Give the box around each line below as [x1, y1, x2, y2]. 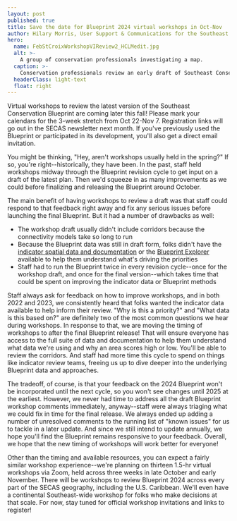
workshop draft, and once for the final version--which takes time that [17, 270, 219, 278]
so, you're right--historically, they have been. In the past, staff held [7, 160, 202, 169]
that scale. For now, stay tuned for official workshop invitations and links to [7, 498, 225, 507]
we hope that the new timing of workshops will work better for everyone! [7, 440, 219, 448]
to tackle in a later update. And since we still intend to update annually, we [7, 424, 223, 434]
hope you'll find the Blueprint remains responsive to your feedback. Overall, [7, 432, 227, 441]
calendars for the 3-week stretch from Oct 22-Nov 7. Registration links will [7, 117, 224, 125]
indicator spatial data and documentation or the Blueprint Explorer [17, 247, 209, 256]
